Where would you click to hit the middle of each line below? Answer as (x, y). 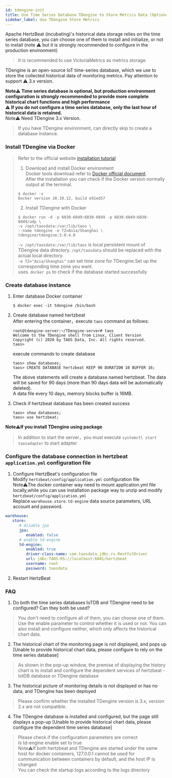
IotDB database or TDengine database (58, 676)
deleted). (22, 388)
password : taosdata (47, 568)
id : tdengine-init (25, 10)
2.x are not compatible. (42, 707)
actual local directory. (41, 255)
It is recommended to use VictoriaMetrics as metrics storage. (82, 60)
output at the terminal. (49, 184)
